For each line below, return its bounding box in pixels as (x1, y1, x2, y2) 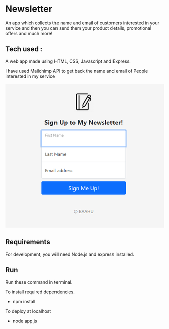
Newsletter (5, 3, 53, 15)
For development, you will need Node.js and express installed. (5, 251, 135, 257)
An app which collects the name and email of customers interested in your (5, 20, 160, 26)
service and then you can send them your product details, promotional (5, 25, 152, 31)
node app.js (12, 318, 37, 324)
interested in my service (5, 73, 55, 79)
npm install (12, 298, 36, 304)
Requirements (5, 237, 50, 246)
